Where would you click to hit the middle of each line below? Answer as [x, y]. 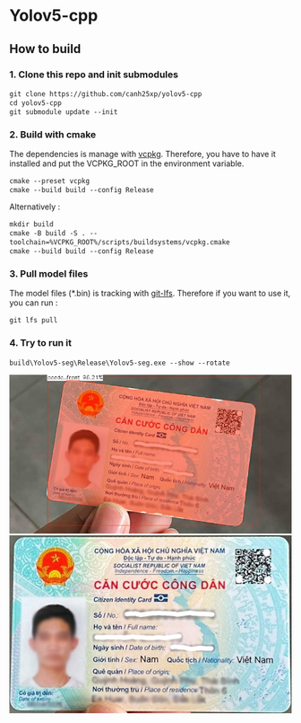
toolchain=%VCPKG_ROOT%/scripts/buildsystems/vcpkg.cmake [120, 242]
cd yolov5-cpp [36, 103]
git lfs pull [34, 321]
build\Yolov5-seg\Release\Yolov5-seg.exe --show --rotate [120, 363]
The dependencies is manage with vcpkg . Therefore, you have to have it [142, 154]
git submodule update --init [64, 112]
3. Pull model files [49, 274]
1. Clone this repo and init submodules [94, 75]
